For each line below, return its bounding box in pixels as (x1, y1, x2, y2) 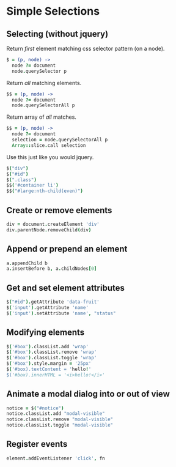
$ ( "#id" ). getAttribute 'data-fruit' (6, 299, 100, 305)
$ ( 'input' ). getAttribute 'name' (6, 304, 89, 310)
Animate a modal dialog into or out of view (6, 389, 170, 399)
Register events (6, 439, 68, 449)
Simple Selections (6, 4, 100, 18)
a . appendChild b (6, 260, 48, 266)
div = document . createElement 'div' (6, 221, 100, 227)
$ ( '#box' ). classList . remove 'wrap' (6, 349, 97, 356)
